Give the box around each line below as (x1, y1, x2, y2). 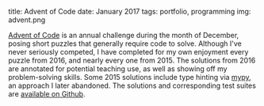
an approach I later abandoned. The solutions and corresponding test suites (8, 81, 256, 90)
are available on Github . (8, 89, 86, 98)
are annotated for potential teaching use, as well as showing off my (8, 64, 228, 74)
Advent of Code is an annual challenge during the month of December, (8, 31, 239, 40)
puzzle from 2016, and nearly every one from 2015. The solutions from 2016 (8, 55, 256, 65)
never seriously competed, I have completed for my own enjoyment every (8, 47, 249, 56)
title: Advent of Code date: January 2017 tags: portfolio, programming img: (8, 7, 251, 16)
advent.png (8, 15, 46, 25)
